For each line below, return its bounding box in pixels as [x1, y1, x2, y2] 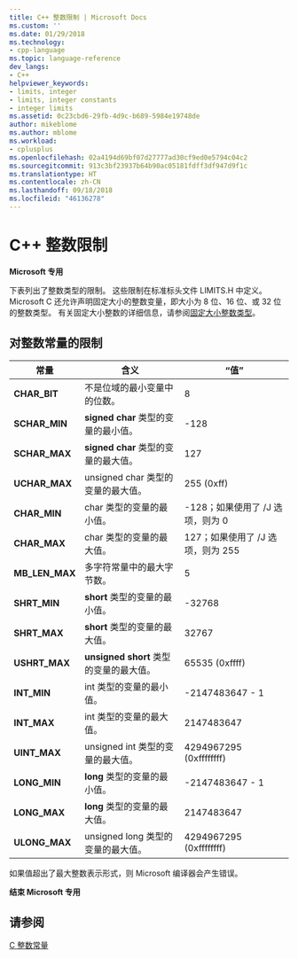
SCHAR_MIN [13, 417, 68, 430]
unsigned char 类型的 [83, 471, 174, 483]
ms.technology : [9, 37, 66, 47]
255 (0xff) [184, 477, 229, 489]
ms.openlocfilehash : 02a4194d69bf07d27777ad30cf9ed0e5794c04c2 [9, 152, 248, 162]
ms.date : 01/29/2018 [9, 29, 86, 38]
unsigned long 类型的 [83, 830, 173, 842]
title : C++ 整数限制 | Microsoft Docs [9, 12, 148, 22]
